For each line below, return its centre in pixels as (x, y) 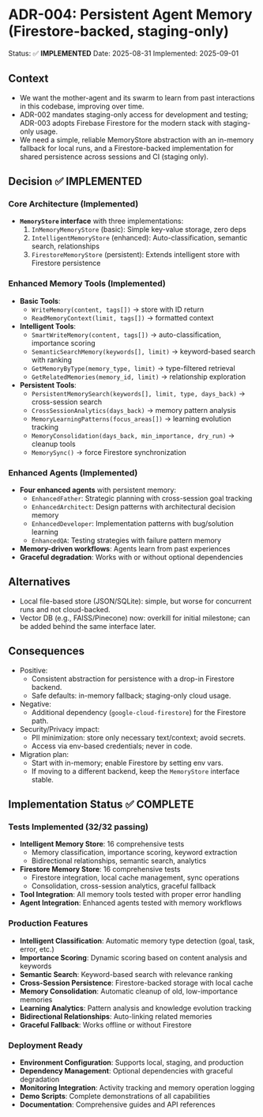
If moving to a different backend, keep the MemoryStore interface (135, 771)
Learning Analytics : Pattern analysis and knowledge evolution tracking (135, 1008)
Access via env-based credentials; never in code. (112, 746)
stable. (42, 779)
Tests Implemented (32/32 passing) (78, 827)
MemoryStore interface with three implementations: (101, 221)
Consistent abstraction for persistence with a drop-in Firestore (133, 679)
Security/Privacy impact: (60, 729)
